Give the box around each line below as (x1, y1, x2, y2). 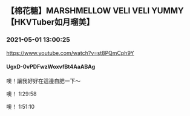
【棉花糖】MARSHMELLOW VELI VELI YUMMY (6, 5, 184, 16)
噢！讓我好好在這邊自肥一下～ (6, 77, 80, 85)
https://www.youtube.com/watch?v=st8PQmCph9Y (6, 49, 134, 56)
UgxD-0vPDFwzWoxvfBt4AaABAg (6, 63, 96, 71)
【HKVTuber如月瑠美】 (6, 17, 95, 27)
